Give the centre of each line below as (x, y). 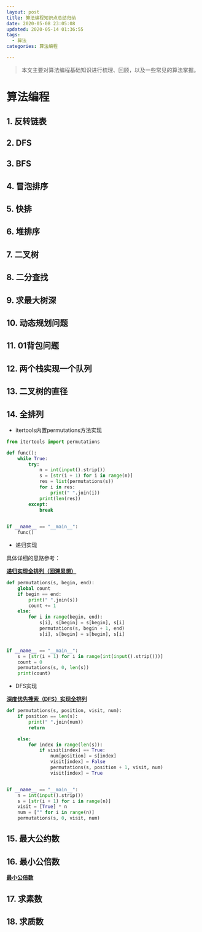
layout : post (23, 12)
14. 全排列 (25, 414)
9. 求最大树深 (31, 300)
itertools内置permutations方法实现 (59, 430)
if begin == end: (40, 594)
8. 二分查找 (27, 277)
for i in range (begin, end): (66, 617)
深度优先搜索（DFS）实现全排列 (47, 699)
